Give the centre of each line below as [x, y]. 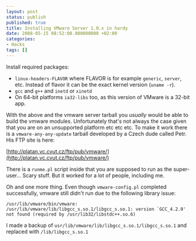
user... [14, 175]
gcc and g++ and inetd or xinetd [53, 91]
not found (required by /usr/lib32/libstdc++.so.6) [71, 214]
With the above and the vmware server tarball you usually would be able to [97, 115]
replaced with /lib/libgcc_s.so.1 [47, 232]
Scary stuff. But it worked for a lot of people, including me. [94, 175]
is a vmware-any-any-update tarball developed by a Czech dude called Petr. [97, 133]
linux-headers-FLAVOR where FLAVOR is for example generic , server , [98, 78]
